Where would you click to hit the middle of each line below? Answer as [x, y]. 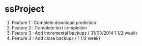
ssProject [25, 9]
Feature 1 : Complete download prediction [54, 23]
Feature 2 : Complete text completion [49, 27]
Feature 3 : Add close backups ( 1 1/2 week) [56, 38]
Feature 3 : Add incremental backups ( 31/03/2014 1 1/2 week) [74, 33]
